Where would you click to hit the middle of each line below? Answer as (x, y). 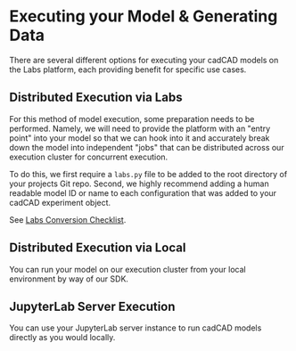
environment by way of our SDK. (69, 279)
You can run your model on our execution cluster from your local (128, 269)
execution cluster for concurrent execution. (89, 157)
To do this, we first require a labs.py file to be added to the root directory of (148, 174)
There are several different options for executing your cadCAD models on (144, 60)
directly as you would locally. (62, 338)
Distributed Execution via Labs (96, 98)
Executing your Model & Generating (144, 16)
